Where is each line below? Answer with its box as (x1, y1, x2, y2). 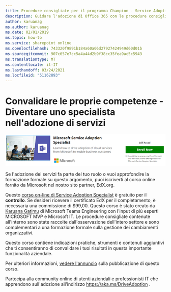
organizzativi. (5, 230, 34, 236)
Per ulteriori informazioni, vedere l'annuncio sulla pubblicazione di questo (5, 260, 160, 266)
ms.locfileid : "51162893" (5, 73, 60, 78)
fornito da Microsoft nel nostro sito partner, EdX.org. (5, 182, 115, 188)
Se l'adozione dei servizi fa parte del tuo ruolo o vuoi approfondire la (5, 171, 149, 177)
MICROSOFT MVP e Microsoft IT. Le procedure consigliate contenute (5, 213, 151, 220)
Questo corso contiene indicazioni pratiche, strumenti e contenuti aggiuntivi (5, 239, 164, 246)
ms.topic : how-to (5, 35, 42, 40)
